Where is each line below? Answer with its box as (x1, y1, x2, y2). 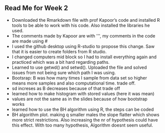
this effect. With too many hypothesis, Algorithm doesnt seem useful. (11, 122, 153, 128)
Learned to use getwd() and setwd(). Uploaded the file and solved (11, 64, 147, 70)
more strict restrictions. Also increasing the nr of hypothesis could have (11, 117, 158, 123)
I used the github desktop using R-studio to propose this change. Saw (11, 43, 155, 49)
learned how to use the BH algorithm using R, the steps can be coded (11, 106, 154, 112)
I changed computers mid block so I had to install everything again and (11, 54, 157, 60)
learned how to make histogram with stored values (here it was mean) (11, 90, 155, 96)
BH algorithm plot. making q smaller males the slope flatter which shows (11, 111, 160, 118)
